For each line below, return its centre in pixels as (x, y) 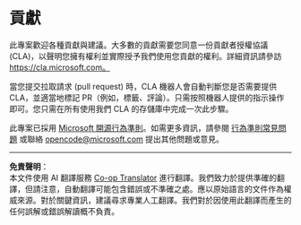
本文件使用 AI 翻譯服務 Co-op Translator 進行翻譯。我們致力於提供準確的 (143, 177)
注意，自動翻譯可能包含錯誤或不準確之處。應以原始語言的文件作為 (162, 188)
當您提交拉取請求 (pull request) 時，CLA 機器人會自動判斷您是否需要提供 (143, 86)
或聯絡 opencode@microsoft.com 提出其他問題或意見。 (121, 139)
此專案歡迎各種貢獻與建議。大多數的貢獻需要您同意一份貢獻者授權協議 (139, 45)
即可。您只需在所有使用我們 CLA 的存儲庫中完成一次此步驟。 (121, 108)
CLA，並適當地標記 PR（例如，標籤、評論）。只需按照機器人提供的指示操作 (147, 97)
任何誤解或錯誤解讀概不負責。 (64, 211)
